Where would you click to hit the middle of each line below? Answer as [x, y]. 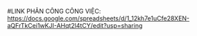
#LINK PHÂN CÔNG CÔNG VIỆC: [54, 11]
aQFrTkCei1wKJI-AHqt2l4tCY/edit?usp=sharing [75, 25]
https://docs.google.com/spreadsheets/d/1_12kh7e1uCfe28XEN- [98, 18]
